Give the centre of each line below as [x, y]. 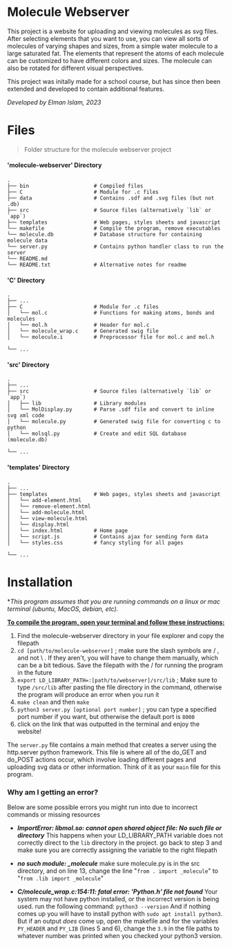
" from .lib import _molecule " [60, 878]
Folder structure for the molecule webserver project [98, 149]
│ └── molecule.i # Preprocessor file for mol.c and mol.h [111, 337]
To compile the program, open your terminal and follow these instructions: [116, 622]
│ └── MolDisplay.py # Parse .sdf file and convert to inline [111, 409]
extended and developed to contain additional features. [86, 89]
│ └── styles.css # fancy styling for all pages [96, 542]
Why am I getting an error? [53, 792]
